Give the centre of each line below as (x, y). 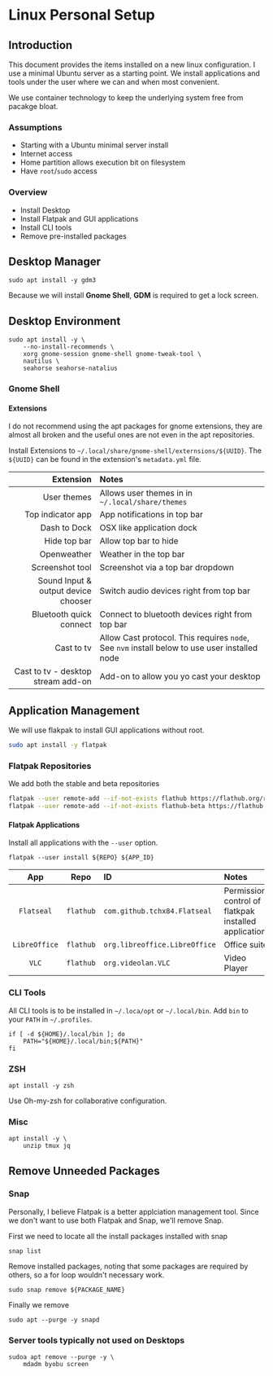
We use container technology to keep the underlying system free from (126, 98)
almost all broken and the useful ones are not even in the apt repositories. (132, 435)
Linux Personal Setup (82, 15)
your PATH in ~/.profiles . (50, 1019)
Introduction (41, 45)
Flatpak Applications (44, 824)
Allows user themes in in (146, 493)
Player (236, 969)
